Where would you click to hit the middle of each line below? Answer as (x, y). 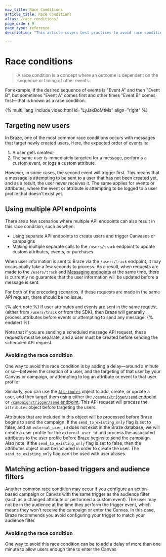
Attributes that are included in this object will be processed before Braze (79, 417)
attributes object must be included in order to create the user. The (72, 448)
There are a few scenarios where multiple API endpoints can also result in (80, 221)
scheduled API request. (29, 342)
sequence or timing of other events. (54, 80)
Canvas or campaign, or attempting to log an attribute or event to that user (81, 376)
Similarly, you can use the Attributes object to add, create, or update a (77, 391)
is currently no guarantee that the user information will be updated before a (82, 277)
